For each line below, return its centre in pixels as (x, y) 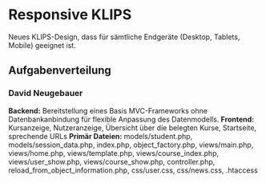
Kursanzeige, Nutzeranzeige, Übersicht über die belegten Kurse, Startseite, (133, 127)
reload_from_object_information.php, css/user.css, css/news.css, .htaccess (133, 170)
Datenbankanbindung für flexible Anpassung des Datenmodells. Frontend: (131, 119)
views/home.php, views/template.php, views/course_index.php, (113, 153)
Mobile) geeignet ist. (42, 45)
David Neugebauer (46, 93)
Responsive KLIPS (70, 15)
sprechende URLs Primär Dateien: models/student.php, (101, 136)
